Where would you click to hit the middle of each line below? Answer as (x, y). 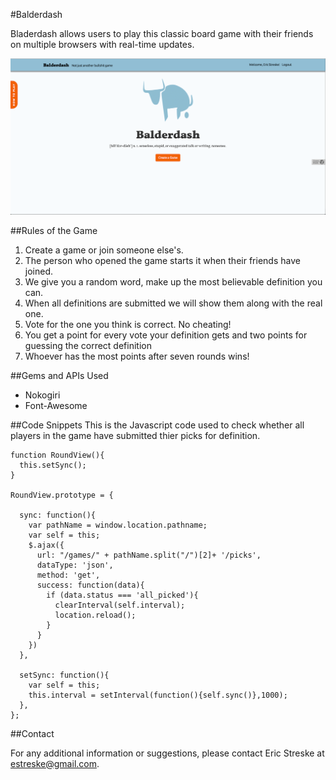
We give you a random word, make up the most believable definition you (173, 281)
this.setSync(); (53, 465)
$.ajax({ (46, 545)
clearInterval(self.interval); (120, 605)
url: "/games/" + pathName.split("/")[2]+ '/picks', (149, 555)
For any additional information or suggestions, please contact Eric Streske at (167, 753)
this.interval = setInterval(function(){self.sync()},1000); (158, 695)
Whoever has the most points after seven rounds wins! (137, 356)
